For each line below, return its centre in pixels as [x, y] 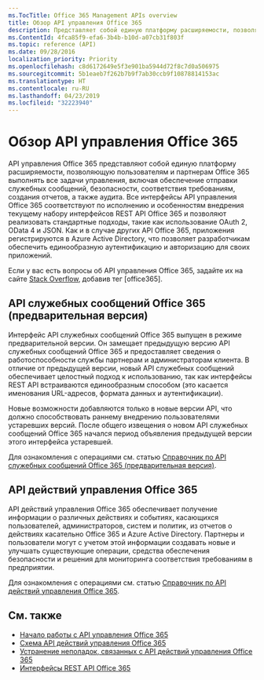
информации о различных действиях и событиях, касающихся [113, 517]
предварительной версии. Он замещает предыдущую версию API [119, 343]
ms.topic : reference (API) [52, 45]
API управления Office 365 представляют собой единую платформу [123, 164]
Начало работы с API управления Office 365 [94, 634]
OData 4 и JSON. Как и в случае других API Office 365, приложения [121, 230]
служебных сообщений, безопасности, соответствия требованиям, [122, 188]
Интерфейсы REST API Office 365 [75, 667]
